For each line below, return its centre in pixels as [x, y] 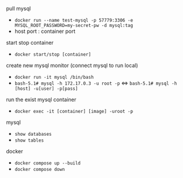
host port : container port [45, 31]
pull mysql [18, 9]
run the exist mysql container [41, 100]
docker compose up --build [48, 163]
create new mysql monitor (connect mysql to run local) [72, 65]
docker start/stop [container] [53, 55]
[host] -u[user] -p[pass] [46, 89]
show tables [29, 140]
